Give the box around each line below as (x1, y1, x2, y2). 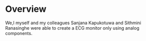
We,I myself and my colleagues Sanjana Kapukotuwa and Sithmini (5, 20, 141, 26)
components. (5, 30, 33, 36)
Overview (5, 3, 47, 15)
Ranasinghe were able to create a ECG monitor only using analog (5, 25, 139, 31)
